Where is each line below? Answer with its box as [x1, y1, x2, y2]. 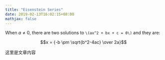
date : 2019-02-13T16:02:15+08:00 [5, 12, 75, 17]
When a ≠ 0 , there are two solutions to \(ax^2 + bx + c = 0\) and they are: [5, 30, 161, 36]
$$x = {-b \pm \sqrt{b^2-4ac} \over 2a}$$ [40, 39, 127, 45]
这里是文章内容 [5, 50, 36, 56]
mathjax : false [5, 16, 37, 21]
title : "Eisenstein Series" [5, 7, 64, 12]
